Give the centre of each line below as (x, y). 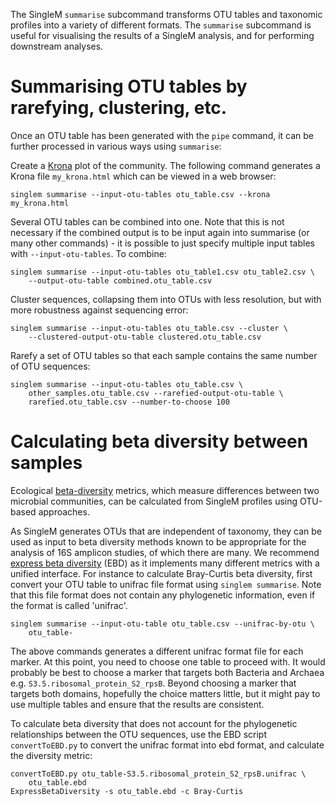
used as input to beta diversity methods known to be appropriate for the (158, 541)
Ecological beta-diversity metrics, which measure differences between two (165, 490)
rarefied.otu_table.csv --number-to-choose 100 (129, 402)
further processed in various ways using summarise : (116, 146)
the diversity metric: (51, 755)
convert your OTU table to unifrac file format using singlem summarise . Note (166, 584)
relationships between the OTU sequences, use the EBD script (138, 734)
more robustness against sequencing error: (99, 310)
